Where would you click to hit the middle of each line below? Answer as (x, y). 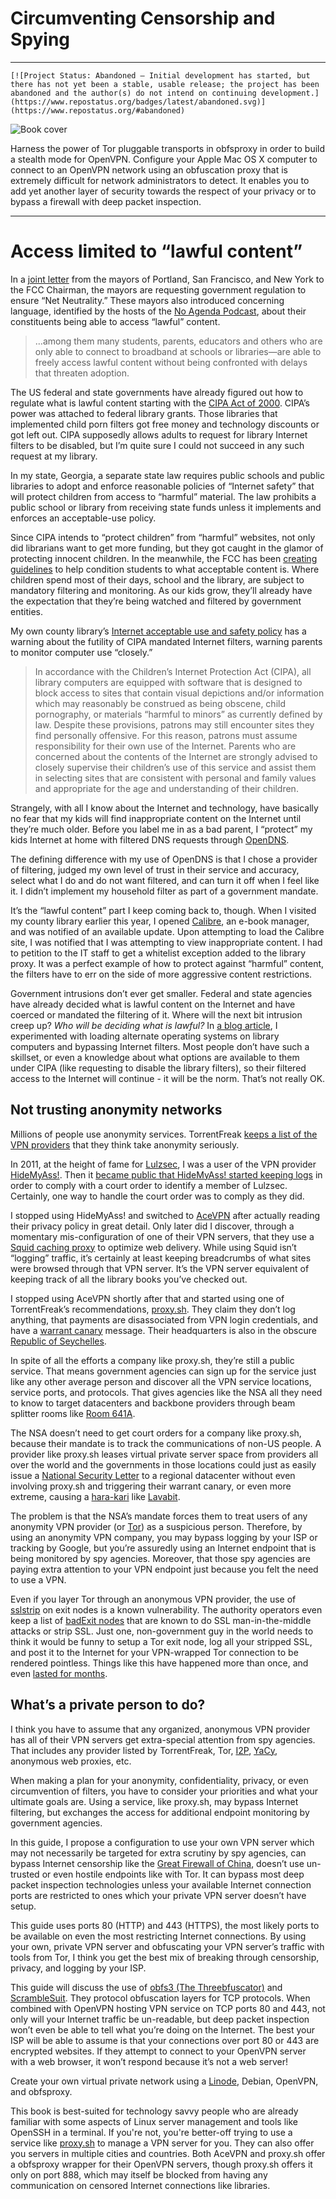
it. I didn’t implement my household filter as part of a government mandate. (164, 891)
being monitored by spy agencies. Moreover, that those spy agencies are (160, 1558)
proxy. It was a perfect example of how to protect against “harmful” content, (167, 963)
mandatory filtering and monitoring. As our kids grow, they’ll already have (161, 590)
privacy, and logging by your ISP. (78, 1968)
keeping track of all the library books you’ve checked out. (129, 1279)
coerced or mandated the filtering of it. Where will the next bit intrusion (156, 1014)
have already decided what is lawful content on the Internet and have (153, 1004)
